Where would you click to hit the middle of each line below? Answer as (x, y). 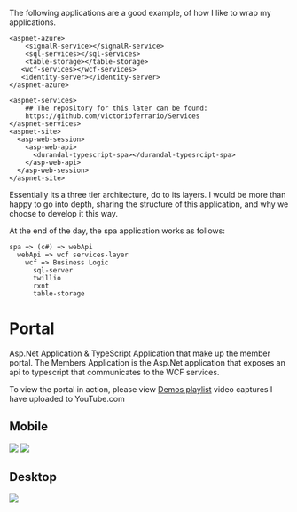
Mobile (29, 426)
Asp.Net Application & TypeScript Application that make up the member (140, 353)
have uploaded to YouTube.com (67, 398)
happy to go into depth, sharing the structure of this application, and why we (149, 204)
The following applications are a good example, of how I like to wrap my (141, 13)
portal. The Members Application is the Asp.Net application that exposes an (147, 362)
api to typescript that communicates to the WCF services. (114, 372)
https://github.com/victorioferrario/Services (113, 116)
